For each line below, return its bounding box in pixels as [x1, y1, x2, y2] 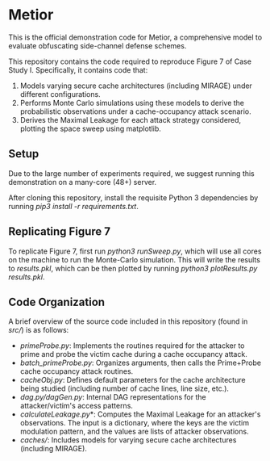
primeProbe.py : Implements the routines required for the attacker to [19, 341, 245, 350]
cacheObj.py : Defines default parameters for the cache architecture [19, 375, 246, 385]
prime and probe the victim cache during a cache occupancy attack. [19, 350, 247, 359]
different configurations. [19, 89, 101, 98]
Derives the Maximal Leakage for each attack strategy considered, [19, 115, 242, 124]
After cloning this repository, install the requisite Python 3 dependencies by [8, 192, 259, 203]
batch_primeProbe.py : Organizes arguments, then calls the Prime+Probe [19, 358, 262, 368]
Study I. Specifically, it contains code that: [8, 65, 148, 74]
